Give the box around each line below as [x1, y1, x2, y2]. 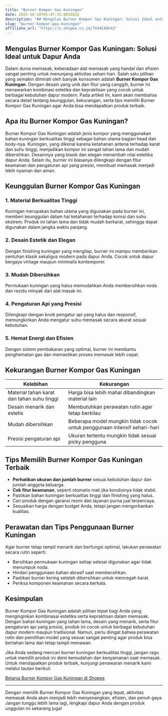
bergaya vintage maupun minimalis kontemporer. [5, 258, 106, 265]
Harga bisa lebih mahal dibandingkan [68, 389, 155, 396]
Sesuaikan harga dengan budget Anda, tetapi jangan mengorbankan [12, 503, 153, 509]
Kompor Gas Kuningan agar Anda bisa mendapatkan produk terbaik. [5, 102, 146, 108]
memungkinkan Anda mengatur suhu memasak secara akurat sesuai [5, 317, 146, 323]
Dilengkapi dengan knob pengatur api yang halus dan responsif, [5, 312, 137, 318]
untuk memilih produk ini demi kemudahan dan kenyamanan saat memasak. [5, 655, 161, 661]
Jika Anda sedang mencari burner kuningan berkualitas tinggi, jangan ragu [5, 649, 159, 655]
